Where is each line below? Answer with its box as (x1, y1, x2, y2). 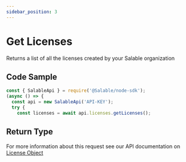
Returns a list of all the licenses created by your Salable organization (6, 55, 175, 62)
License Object (6, 149, 44, 156)
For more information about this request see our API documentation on (6, 142, 181, 150)
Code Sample (6, 71, 57, 82)
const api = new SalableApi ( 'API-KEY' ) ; (11, 99, 114, 105)
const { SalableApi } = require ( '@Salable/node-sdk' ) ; (6, 88, 146, 94)
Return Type (6, 127, 53, 137)
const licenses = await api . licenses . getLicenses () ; (17, 110, 151, 116)
